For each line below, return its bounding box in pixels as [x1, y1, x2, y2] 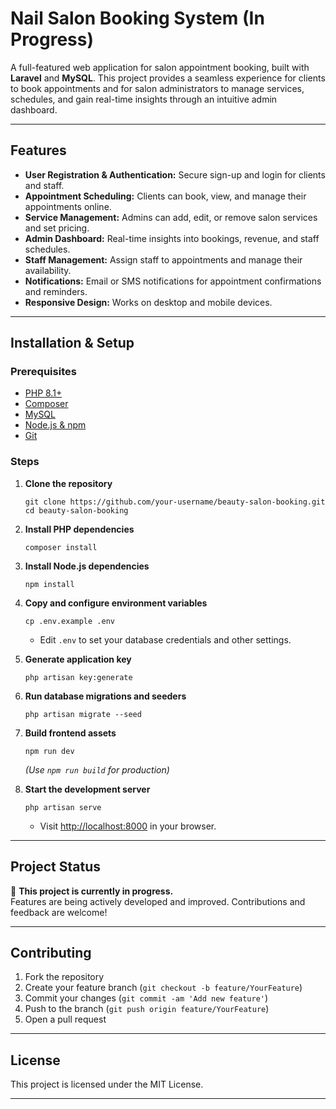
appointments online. [24, 200, 112, 212]
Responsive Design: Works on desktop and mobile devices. [24, 296, 273, 308]
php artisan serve [24, 802, 102, 812]
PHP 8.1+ [24, 387, 63, 399]
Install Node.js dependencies [24, 560, 150, 572]
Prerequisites [10, 365, 77, 379]
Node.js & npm [24, 419, 87, 431]
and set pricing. [24, 222, 90, 234]
